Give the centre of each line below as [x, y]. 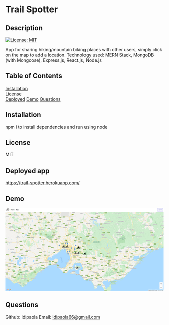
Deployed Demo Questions [33, 99]
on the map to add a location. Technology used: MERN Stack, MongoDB [80, 55]
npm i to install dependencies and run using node [56, 127]
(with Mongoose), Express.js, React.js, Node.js [54, 60]
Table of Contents [34, 76]
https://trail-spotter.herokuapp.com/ [43, 183]
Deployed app [27, 170]
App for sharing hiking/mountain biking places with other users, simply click [84, 50]
